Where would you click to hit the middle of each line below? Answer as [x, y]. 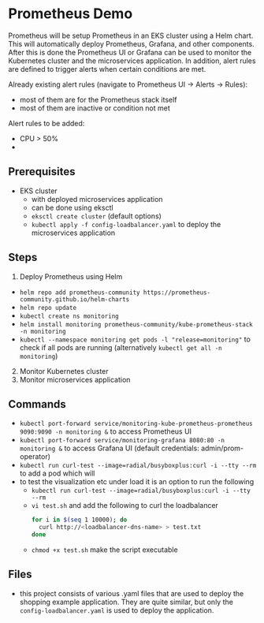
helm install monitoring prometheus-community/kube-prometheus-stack [136, 324]
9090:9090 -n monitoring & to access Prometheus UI [105, 431]
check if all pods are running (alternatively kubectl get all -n [121, 347]
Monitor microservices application [75, 379]
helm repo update [48, 308]
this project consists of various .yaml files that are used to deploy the [132, 593]
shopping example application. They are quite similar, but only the [126, 602]
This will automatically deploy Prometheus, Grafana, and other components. [131, 43]
